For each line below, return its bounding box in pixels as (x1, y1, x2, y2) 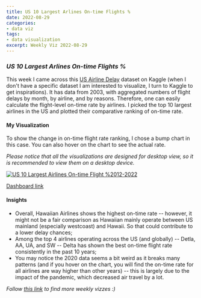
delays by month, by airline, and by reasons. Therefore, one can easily (6, 95, 181, 102)
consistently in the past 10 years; (14, 248, 97, 255)
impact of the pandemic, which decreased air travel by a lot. (14, 273, 164, 281)
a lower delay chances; (14, 229, 73, 236)
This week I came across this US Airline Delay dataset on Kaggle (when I (6, 76, 187, 83)
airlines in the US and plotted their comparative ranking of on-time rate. (6, 108, 184, 115)
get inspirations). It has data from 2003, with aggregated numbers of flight (6, 88, 191, 96)
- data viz (6, 25, 34, 32)
